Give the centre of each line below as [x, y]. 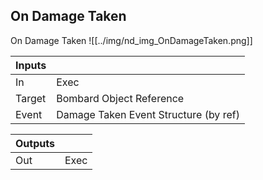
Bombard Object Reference [120, 98]
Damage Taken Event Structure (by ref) [148, 114]
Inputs [31, 65]
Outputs [35, 143]
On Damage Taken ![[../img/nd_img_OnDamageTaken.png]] [131, 40]
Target [31, 98]
